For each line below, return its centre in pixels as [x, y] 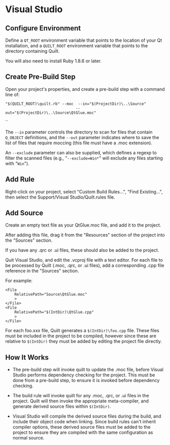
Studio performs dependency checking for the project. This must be [84, 375]
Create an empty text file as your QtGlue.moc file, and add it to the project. [83, 225]
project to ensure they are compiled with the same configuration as [83, 432]
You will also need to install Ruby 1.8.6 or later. [54, 61]
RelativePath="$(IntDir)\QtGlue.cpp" [54, 312]
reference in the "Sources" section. [42, 271]
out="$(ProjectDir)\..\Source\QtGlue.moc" [51, 113]
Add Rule [20, 180]
